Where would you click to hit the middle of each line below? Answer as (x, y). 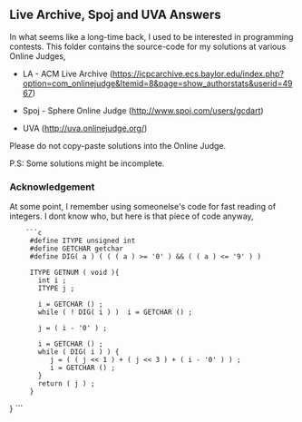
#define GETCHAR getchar (77, 249)
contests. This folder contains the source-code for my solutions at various (148, 46)
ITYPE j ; (56, 289)
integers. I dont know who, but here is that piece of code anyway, (132, 216)
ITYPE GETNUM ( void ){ (74, 273)
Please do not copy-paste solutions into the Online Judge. (118, 145)
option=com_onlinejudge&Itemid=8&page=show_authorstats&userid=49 (157, 83)
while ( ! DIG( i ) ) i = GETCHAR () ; (115, 312)
